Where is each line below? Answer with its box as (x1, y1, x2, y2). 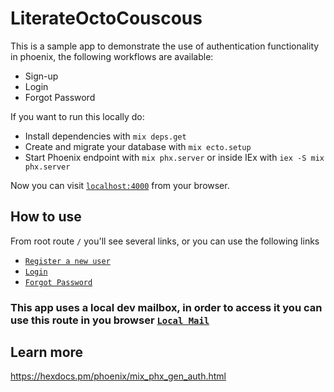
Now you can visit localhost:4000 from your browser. (10, 179, 230, 191)
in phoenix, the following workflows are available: (10, 50, 214, 62)
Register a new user (24, 256, 111, 266)
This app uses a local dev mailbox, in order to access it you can (10, 300, 323, 314)
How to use (10, 208, 82, 226)
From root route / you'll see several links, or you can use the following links (10, 235, 320, 247)
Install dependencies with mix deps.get (24, 130, 187, 142)
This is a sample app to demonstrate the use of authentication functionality (10, 40, 320, 52)
